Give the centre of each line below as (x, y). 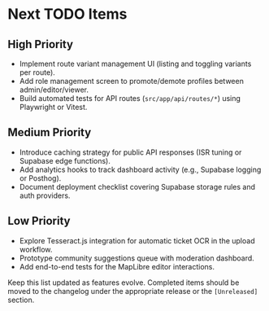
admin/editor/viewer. (54, 90)
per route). (37, 72)
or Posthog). (40, 178)
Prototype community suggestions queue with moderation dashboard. (137, 258)
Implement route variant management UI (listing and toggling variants (135, 64)
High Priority (41, 44)
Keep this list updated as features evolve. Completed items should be (124, 283)
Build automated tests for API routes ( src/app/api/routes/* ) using (130, 98)
